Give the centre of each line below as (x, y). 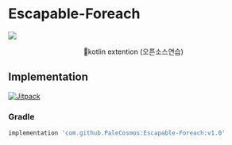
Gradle (21, 116)
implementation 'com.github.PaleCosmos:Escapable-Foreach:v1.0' (117, 133)
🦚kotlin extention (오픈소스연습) (133, 52)
